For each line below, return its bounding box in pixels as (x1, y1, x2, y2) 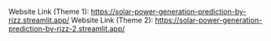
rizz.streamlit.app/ (8, 15, 70, 25)
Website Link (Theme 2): (71, 15, 154, 25)
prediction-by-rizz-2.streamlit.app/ (8, 24, 125, 33)
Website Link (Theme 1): (8, 7, 90, 16)
